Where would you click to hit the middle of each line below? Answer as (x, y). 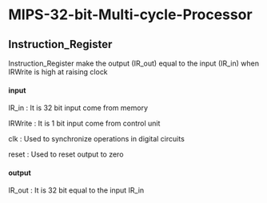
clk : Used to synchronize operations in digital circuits (97, 139)
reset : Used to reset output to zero (66, 154)
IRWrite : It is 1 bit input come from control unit (84, 123)
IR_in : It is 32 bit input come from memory (78, 108)
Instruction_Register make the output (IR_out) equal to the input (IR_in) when (134, 63)
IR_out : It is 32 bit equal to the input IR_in (76, 190)
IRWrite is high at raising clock (58, 72)
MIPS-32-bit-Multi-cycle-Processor (131, 15)
